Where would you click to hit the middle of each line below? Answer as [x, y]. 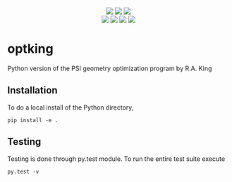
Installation [32, 90]
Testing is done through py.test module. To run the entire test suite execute [116, 159]
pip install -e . [33, 120]
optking [31, 49]
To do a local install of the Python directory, [71, 107]
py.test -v [23, 171]
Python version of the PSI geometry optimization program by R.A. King [110, 68]
